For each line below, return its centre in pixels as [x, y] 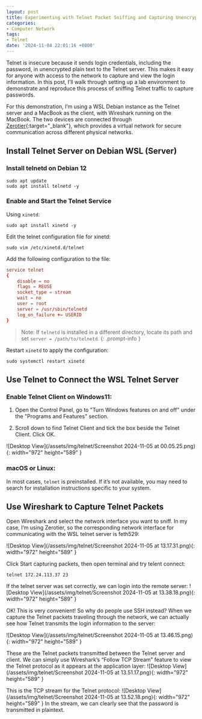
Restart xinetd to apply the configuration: [57, 350]
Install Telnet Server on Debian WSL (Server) [92, 151]
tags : [13, 34]
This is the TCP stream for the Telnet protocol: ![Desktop [76, 691]
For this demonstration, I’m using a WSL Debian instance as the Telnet [93, 106]
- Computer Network [31, 29]
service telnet [25, 270]
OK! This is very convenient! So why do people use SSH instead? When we [99, 611]
